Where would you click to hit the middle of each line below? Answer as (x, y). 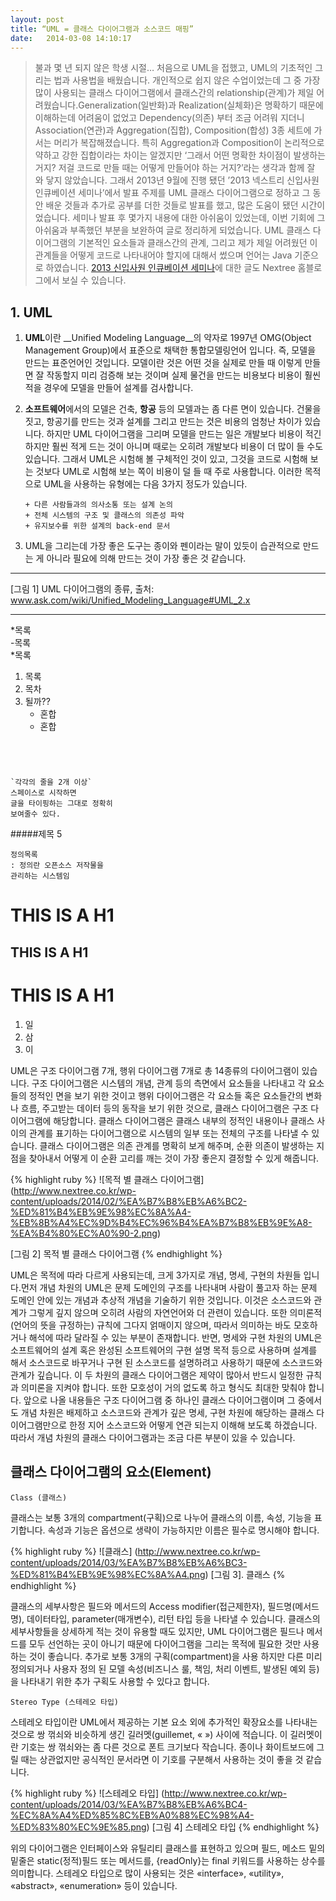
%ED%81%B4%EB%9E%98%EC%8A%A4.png (108, 1574)
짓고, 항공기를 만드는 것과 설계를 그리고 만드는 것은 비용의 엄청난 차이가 (163, 422)
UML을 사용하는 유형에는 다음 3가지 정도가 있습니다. (145, 484)
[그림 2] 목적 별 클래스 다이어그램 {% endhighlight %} (116, 1253)
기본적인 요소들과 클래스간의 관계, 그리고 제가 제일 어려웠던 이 (198, 243)
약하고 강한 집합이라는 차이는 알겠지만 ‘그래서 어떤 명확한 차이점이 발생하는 (180, 155)
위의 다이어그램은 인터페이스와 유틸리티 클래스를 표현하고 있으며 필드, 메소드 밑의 (168, 1848)
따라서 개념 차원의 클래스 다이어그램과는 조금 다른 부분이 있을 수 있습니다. (153, 1437)
